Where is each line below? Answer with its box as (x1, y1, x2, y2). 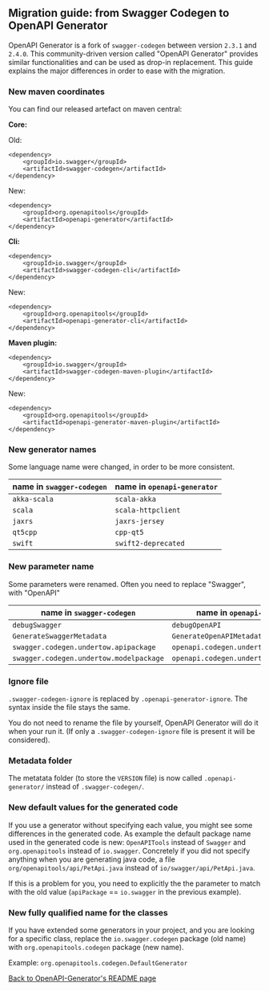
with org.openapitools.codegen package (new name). (8, 942, 184, 952)
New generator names (8, 444, 97, 455)
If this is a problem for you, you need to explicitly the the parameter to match (8, 879, 261, 888)
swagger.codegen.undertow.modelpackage (12, 654, 164, 663)
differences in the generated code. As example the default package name (8, 829, 251, 838)
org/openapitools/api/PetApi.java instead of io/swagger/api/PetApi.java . (8, 863, 255, 872)
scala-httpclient (114, 506, 181, 515)
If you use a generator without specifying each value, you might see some (8, 820, 253, 830)
